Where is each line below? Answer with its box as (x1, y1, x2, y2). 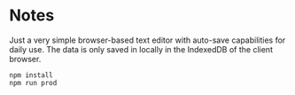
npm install (9, 70, 53, 80)
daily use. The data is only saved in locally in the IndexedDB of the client (9, 44, 273, 54)
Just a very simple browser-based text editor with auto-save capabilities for (9, 35, 286, 45)
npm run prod (9, 78, 58, 87)
